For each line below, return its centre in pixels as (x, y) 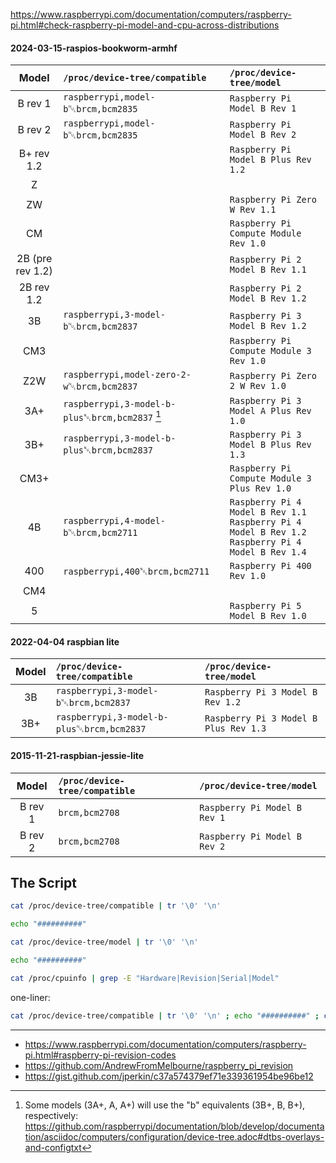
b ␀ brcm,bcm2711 (100, 532)
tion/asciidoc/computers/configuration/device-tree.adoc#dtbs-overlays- (174, 1136)
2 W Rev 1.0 (258, 386)
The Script (43, 883)
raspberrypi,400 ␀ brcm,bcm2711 (136, 571)
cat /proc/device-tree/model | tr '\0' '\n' (104, 942)
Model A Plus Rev (270, 411)
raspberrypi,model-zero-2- (127, 375)
